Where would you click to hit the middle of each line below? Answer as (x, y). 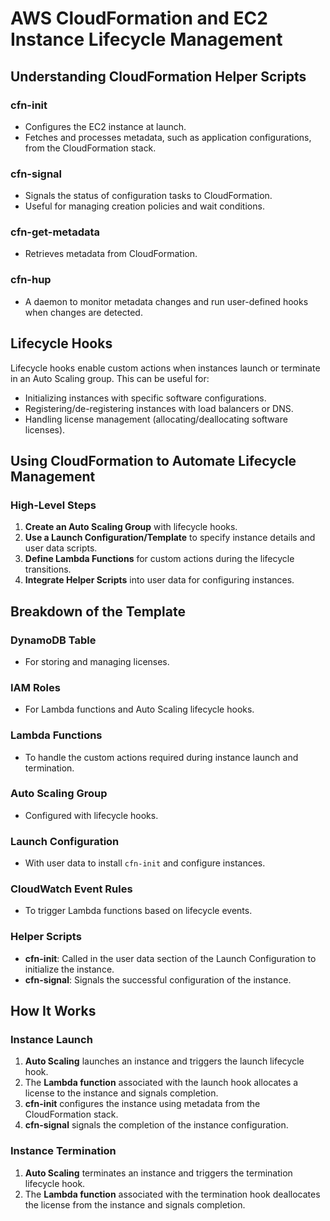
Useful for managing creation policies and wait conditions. (144, 206)
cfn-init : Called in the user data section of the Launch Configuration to (170, 958)
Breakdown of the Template (98, 611)
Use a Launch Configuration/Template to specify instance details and (170, 538)
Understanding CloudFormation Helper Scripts (158, 76)
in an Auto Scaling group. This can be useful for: (110, 378)
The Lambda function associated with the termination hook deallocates (172, 1194)
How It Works (53, 1011)
